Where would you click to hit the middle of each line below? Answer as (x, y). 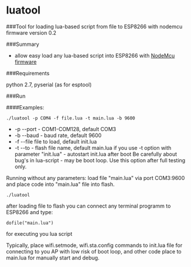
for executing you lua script (39, 233)
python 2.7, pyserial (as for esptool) (49, 84)
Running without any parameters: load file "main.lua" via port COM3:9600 (95, 178)
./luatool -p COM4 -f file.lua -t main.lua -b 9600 (71, 118)
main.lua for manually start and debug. (53, 258)
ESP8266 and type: (29, 212)
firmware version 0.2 (31, 32)
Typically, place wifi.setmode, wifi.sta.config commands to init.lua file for (94, 245)
